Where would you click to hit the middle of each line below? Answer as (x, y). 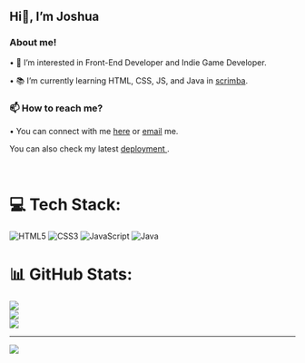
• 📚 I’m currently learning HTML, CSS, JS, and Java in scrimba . (129, 80)
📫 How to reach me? (56, 108)
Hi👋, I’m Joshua (54, 17)
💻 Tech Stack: (65, 205)
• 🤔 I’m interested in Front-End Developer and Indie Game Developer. (138, 62)
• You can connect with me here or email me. (94, 131)
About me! (33, 43)
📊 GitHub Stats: (71, 275)
